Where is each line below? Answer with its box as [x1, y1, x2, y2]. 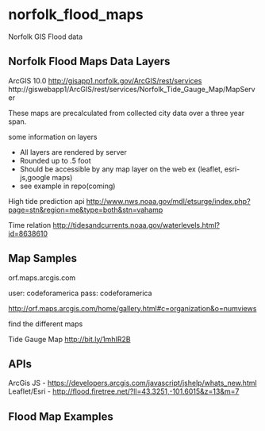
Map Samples [8, 252, 78, 265]
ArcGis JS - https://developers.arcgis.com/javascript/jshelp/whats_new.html [8, 379, 257, 388]
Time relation [8, 220, 52, 229]
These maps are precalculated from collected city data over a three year [8, 108, 245, 117]
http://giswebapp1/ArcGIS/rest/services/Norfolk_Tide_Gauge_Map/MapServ [8, 84, 255, 94]
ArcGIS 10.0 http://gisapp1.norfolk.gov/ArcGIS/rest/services [8, 75, 202, 85]
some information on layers [8, 132, 98, 141]
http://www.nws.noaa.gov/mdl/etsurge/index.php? [86, 196, 252, 206]
